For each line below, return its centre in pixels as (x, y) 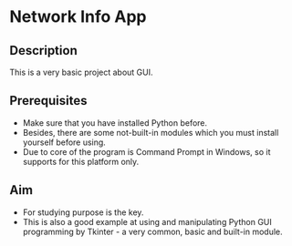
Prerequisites (48, 101)
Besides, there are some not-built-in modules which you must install (151, 132)
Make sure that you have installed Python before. (115, 123)
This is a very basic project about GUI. (81, 72)
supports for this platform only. (81, 161)
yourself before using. (64, 142)
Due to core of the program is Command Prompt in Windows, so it (146, 151)
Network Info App (78, 17)
